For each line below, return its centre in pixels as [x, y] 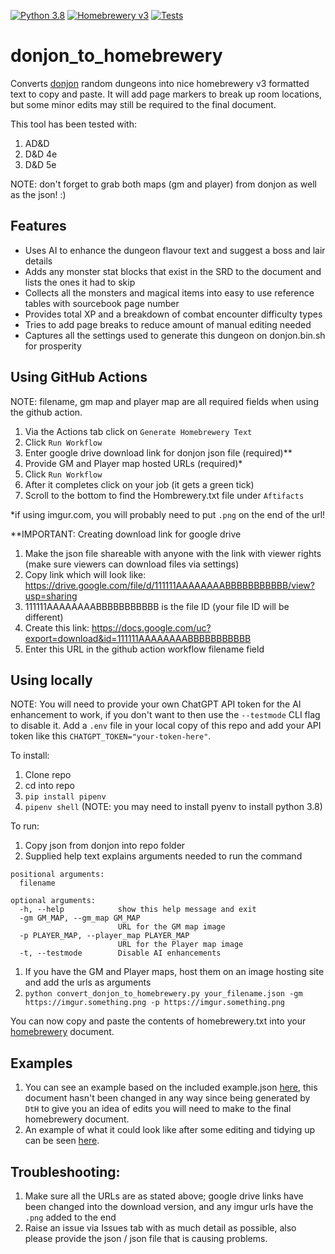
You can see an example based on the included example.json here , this [171, 1087]
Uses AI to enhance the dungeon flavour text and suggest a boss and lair [175, 250]
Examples [41, 1063]
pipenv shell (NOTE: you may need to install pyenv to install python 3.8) [173, 807]
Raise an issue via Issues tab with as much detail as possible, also [160, 1228]
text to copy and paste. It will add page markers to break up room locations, [166, 94]
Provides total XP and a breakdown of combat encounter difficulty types [173, 314]
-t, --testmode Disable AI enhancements [120, 953]
